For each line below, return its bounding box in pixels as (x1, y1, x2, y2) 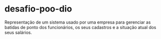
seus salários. (4, 29, 32, 35)
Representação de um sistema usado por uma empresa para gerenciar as (4, 19, 151, 25)
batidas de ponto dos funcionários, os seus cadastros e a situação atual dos (4, 24, 157, 30)
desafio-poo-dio (4, 3, 73, 14)
